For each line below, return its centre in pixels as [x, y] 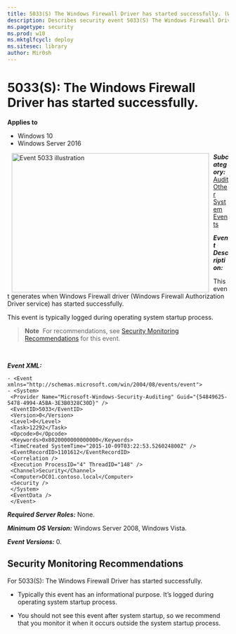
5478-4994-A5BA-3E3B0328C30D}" [53, 403]
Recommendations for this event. [72, 338]
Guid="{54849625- [202, 397]
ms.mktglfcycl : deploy [40, 40]
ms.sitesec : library [38, 46]
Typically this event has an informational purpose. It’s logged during [116, 594]
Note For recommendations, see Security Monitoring [101, 330]
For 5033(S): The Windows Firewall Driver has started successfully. [105, 581]
